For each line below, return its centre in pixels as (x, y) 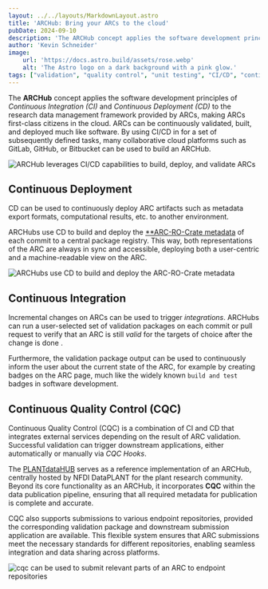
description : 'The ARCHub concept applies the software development (124, 38)
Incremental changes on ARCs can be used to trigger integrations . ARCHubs (134, 318)
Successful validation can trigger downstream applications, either (116, 445)
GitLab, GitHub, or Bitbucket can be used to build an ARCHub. (110, 148)
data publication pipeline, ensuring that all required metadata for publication (133, 495)
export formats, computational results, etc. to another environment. (118, 217)
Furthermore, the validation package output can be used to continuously (127, 358)
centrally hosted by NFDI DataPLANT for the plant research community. (126, 478)
